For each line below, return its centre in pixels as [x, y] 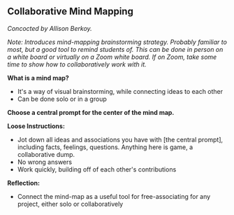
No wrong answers [44, 162]
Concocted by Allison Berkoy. [50, 28]
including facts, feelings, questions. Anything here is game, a [105, 147]
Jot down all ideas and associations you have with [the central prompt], [120, 139]
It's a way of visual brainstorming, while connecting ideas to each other [120, 91]
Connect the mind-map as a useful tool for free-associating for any [114, 196]
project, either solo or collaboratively [70, 204]
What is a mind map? [38, 78]
